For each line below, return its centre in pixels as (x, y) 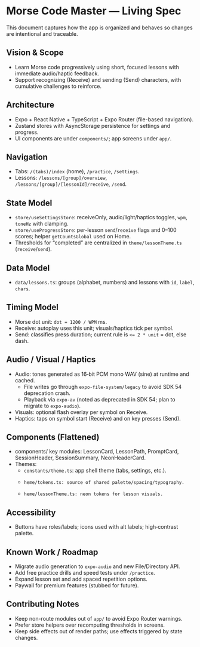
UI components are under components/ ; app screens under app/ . (93, 138)
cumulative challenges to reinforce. (58, 86)
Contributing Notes (43, 604)
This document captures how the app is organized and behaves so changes (99, 27)
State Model (29, 203)
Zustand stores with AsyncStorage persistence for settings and (93, 125)
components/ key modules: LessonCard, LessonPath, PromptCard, (97, 452)
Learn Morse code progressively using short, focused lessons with (97, 67)
